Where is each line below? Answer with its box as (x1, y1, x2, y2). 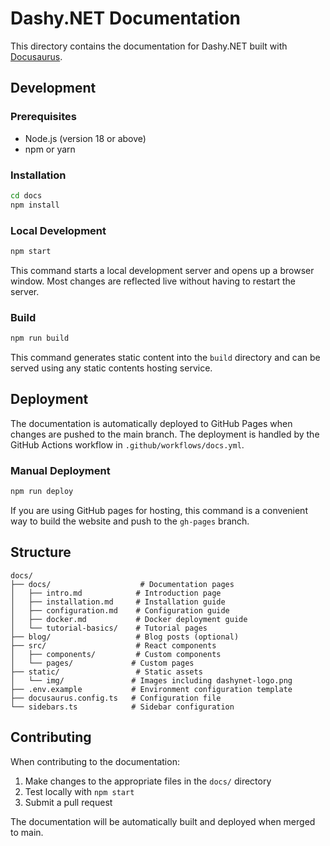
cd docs (10, 190, 43, 201)
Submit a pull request (24, 796, 113, 808)
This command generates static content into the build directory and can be (10, 352, 321, 364)
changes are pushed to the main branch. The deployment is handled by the (10, 428, 320, 440)
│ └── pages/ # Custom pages (10, 658, 195, 668)
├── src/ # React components (10, 640, 217, 651)
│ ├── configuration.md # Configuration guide (10, 605, 230, 616)
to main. (10, 826, 44, 838)
